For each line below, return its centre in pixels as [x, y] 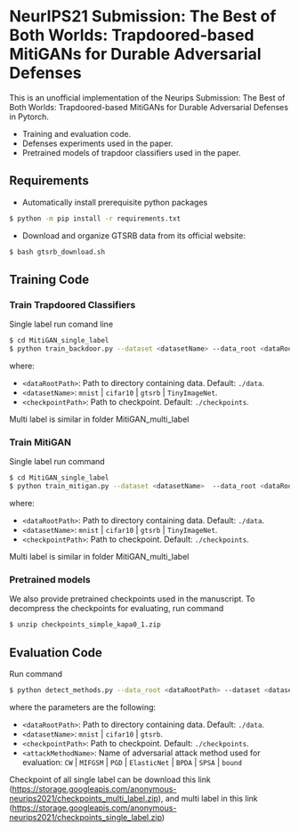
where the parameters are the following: [83, 707]
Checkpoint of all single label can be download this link [110, 779]
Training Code [49, 279]
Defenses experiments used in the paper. [97, 143]
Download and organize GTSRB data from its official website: [134, 235]
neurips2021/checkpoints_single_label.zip [86, 817]
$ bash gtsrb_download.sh [57, 252]
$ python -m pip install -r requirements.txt [95, 218]
